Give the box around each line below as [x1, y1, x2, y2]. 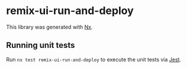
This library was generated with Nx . [6, 23, 93, 30]
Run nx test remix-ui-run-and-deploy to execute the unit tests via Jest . [6, 56, 182, 63]
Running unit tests [6, 40, 75, 50]
